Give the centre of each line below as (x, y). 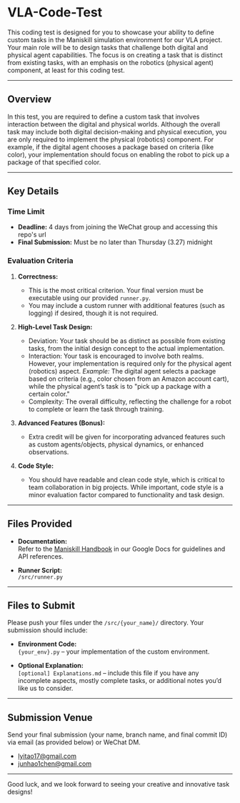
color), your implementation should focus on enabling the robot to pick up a (119, 154)
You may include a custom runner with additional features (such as (126, 305)
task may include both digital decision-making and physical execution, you (117, 131)
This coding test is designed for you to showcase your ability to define (111, 32)
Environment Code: (47, 644)
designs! (20, 792)
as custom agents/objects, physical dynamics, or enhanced (116, 444)
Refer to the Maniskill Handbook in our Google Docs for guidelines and (121, 549)
